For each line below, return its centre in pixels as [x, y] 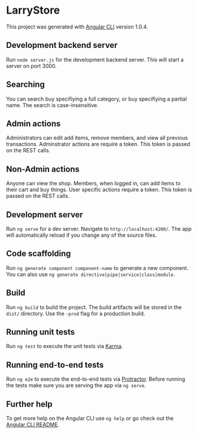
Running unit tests [40, 332]
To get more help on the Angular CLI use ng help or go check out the [90, 419]
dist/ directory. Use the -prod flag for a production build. [76, 313]
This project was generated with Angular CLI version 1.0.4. [77, 27]
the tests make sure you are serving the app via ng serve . [76, 385]
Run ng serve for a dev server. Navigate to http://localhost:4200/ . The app [99, 229]
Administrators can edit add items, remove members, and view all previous [97, 138]
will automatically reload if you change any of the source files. [82, 235]
